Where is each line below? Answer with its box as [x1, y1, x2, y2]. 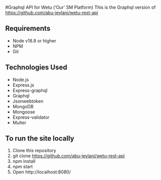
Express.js [12, 82, 34, 88]
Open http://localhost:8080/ [12, 169, 71, 175]
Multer [12, 119, 27, 125]
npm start [12, 164, 33, 170]
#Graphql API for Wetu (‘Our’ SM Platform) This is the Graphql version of [5, 5, 156, 10]
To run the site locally [5, 134, 75, 143]
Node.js [12, 76, 29, 82]
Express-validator [12, 114, 49, 120]
